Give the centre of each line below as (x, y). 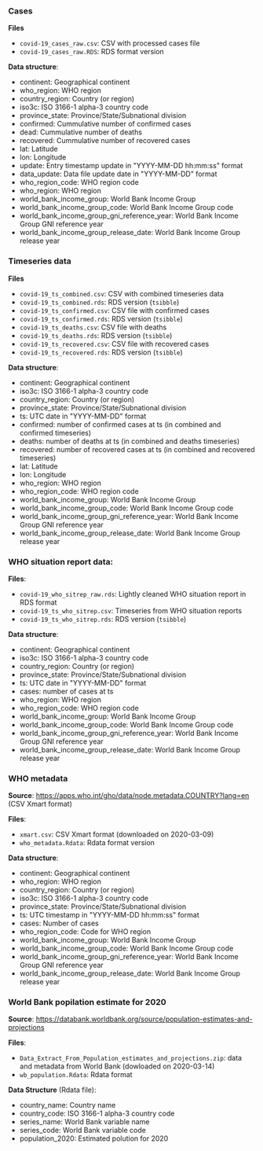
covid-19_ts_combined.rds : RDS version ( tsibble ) (99, 302)
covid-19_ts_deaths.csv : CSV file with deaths (93, 327)
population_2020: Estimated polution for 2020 (94, 1138)
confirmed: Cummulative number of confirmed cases (105, 124)
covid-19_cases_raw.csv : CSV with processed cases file (110, 43)
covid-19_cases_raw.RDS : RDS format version (92, 52)
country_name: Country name (68, 1105)
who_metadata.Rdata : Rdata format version (87, 843)
